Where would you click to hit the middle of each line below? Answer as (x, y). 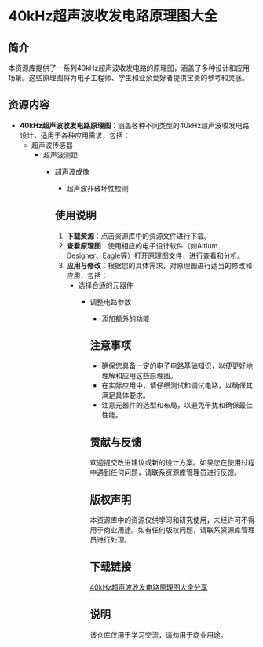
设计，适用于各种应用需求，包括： (75, 135)
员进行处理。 (111, 540)
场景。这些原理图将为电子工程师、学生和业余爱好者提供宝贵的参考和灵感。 (128, 78)
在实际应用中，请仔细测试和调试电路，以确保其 (177, 385)
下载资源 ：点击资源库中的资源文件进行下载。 (139, 236)
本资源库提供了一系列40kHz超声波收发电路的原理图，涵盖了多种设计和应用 (129, 68)
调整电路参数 (111, 301)
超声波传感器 (52, 145)
